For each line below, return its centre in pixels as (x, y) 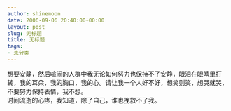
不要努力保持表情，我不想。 (47, 91)
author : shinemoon (34, 14)
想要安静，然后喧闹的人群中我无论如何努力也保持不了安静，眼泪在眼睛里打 (114, 74)
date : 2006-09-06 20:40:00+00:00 (56, 20)
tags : (15, 46)
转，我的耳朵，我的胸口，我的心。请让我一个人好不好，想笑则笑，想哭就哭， (118, 82)
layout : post (26, 27)
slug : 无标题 (24, 33)
